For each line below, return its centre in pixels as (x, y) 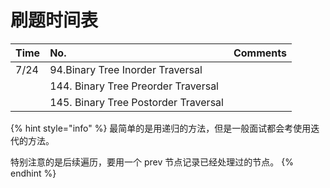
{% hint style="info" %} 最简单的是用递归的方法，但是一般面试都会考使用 (161, 128)
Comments (260, 53)
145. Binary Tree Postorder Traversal (136, 102)
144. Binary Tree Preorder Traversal (134, 86)
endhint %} (33, 173)
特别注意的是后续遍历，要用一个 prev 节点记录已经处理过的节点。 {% (152, 162)
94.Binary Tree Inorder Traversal (126, 69)
